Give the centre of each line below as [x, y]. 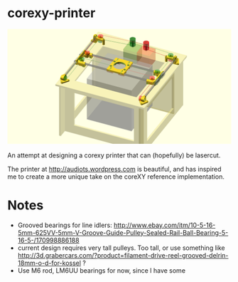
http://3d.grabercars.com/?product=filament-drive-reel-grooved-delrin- [123, 255]
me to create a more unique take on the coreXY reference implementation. [116, 177]
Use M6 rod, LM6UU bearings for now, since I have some [102, 270]
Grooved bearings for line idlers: [65, 225]
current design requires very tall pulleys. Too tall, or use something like [121, 248]
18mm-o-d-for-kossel [49, 263]
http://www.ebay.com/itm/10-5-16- [164, 225]
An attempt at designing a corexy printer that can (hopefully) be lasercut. [114, 155]
